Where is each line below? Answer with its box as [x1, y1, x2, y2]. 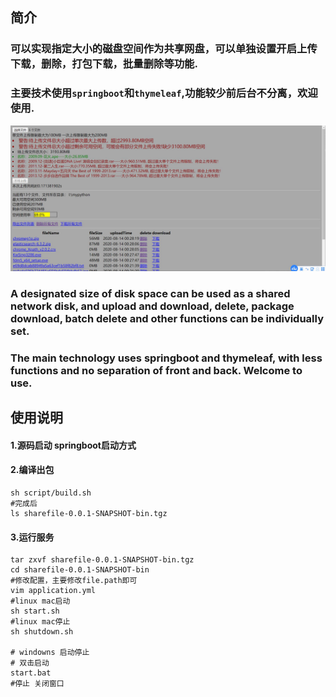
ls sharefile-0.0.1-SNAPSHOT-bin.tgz [10, 508, 168, 518]
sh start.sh [10, 606, 60, 617]
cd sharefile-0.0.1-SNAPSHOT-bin [10, 565, 150, 575]
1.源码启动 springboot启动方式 [10, 439, 137, 451]
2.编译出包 [10, 464, 55, 476]
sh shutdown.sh [10, 627, 74, 637]
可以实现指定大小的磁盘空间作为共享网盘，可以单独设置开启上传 [10, 42, 318, 56]
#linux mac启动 [10, 596, 71, 607]
